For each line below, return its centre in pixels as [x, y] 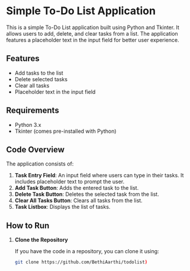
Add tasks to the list [39, 73]
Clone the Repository [41, 240]
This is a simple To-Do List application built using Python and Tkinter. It [93, 27]
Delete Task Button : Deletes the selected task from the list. [87, 195]
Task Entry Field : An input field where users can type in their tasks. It [99, 176]
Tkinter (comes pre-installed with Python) [65, 131]
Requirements [33, 111]
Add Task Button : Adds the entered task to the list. [77, 188]
